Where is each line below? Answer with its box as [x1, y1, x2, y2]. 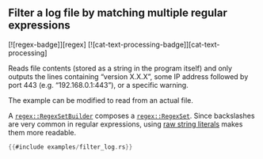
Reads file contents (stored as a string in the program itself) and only [8, 63, 232, 73]
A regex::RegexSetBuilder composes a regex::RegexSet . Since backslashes [8, 111, 255, 120]
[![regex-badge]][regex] [8, 40, 87, 49]
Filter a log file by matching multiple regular [8, 6, 228, 20]
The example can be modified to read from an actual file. [8, 95, 194, 105]
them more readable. [8, 127, 77, 137]
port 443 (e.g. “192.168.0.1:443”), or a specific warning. [8, 80, 189, 89]
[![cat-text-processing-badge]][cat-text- [88, 40, 220, 49]
